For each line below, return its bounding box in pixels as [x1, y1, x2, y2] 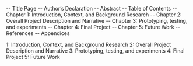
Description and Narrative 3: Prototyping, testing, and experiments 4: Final [6, 47, 185, 54]
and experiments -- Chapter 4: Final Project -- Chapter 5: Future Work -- [6, 23, 181, 30]
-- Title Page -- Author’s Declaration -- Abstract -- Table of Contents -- [6, 5, 177, 12]
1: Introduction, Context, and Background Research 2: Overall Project [6, 41, 171, 48]
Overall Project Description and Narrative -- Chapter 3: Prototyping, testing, [6, 18, 188, 24]
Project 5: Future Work [6, 54, 60, 60]
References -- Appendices [6, 30, 70, 37]
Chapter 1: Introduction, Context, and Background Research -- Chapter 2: [6, 11, 182, 18]
